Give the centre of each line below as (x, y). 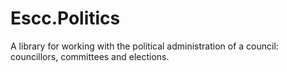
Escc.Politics (65, 18)
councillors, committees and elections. (90, 56)
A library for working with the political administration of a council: (144, 46)
